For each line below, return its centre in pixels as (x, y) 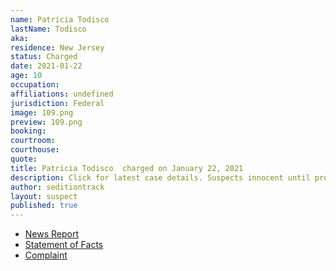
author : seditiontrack (57, 187)
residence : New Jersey (57, 47)
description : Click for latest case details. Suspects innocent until (160, 177)
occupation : (35, 85)
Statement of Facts (64, 245)
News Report (52, 234)
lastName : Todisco (48, 29)
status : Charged (44, 57)
